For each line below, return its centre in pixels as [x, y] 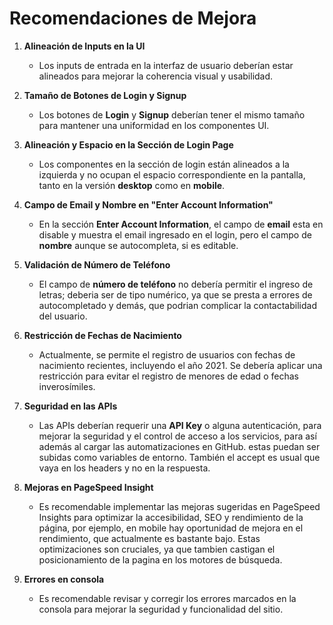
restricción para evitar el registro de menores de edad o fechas [168, 376]
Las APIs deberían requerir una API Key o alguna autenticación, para [180, 425]
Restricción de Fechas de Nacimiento [102, 335]
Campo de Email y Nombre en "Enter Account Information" [148, 204]
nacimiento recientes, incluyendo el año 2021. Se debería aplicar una [180, 365]
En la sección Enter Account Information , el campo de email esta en [181, 224]
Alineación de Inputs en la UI [84, 46]
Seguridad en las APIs [70, 406]
